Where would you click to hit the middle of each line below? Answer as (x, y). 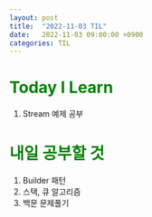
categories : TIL (40, 43)
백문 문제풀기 (46, 203)
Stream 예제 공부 (53, 114)
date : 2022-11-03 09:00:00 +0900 (76, 34)
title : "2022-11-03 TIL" (58, 26)
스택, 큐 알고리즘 (52, 192)
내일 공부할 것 (57, 154)
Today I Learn (62, 88)
